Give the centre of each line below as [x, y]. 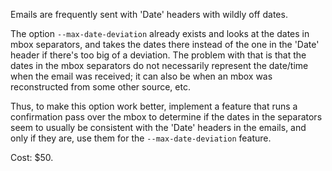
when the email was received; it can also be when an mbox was [141, 76]
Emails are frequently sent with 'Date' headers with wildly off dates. [149, 14]
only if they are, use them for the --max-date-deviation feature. [141, 138]
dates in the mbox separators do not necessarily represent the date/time [159, 65]
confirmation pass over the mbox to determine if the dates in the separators [166, 117]
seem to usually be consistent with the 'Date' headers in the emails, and [158, 127]
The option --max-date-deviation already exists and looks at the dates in [160, 33]
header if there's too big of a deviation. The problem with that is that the [158, 55]
